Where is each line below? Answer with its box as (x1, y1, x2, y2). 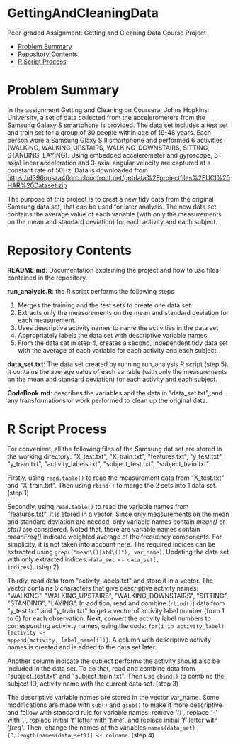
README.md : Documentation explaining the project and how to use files (7, 265, 220, 274)
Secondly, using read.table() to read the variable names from (7, 502, 189, 510)
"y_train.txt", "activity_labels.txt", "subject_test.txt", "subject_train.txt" (7, 459, 210, 468)
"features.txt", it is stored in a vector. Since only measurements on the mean (7, 510, 229, 518)
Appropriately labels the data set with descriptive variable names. (17, 331, 209, 339)
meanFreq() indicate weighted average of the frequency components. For (7, 532, 222, 541)
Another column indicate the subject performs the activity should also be (7, 657, 220, 665)
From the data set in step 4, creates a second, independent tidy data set (17, 339, 228, 347)
